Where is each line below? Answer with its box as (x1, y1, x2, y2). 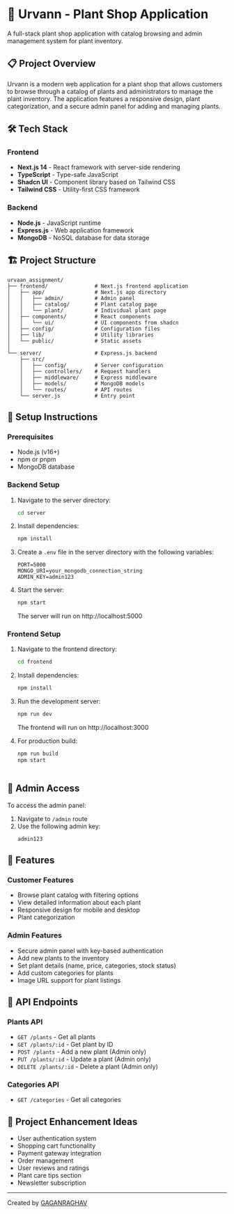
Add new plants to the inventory (17, 954, 109, 962)
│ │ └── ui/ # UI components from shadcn (7, 319, 179, 326)
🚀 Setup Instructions (7, 411, 98, 423)
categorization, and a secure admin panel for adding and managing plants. (7, 102, 221, 110)
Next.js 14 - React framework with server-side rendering (17, 163, 181, 171)
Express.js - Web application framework (17, 226, 134, 234)
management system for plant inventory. (7, 36, 123, 45)
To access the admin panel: (7, 801, 86, 809)
